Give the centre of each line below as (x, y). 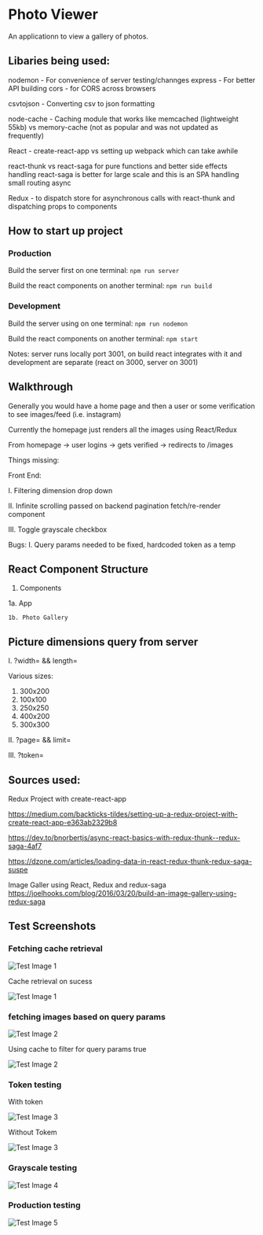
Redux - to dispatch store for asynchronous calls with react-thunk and (122, 197)
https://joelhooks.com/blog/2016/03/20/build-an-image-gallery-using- (122, 893)
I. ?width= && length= (43, 661)
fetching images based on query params (87, 1016)
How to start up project (66, 231)
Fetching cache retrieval (56, 949)
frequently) (26, 135)
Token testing (35, 1085)
